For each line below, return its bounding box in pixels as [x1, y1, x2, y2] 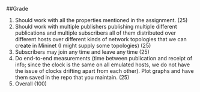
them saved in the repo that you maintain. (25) [14, 74, 130, 81]
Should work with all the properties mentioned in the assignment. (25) [14, 17, 188, 23]
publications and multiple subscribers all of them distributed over [14, 29, 176, 36]
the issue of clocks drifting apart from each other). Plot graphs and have [14, 68, 194, 74]
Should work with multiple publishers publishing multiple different [14, 23, 177, 30]
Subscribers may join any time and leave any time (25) [14, 48, 150, 56]
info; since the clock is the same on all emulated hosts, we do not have [14, 61, 190, 68]
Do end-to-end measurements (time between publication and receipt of [14, 55, 193, 62]
